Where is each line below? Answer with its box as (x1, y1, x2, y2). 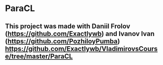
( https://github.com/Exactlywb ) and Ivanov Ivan (5, 29, 155, 38)
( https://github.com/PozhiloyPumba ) (5, 37, 120, 45)
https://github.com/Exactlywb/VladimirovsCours (5, 44, 158, 53)
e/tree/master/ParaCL (5, 52, 73, 60)
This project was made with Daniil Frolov (5, 22, 130, 30)
